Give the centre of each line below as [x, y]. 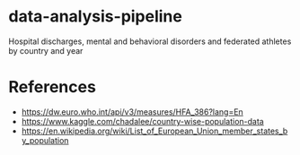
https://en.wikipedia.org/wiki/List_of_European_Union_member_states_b [154, 131]
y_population [45, 140]
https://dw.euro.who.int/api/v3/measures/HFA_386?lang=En [132, 112]
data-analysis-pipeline [96, 17]
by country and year [46, 50]
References [52, 87]
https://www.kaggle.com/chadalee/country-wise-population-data [142, 121]
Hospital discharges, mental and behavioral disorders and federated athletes [150, 41]
